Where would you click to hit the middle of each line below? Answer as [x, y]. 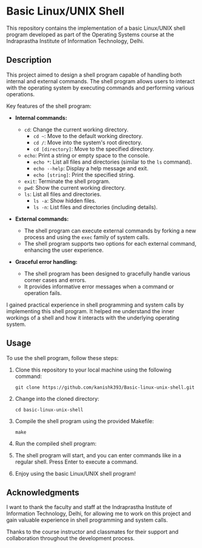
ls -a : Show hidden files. [65, 200]
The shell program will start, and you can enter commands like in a [98, 455]
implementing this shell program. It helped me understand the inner [90, 311]
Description [29, 60]
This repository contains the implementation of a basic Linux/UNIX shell [96, 28]
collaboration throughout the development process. [71, 538]
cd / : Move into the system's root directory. [88, 142]
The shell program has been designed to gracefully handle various [107, 273]
